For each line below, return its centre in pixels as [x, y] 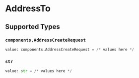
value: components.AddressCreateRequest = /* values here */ [70, 50]
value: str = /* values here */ [38, 71]
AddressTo [28, 9]
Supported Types [33, 27]
